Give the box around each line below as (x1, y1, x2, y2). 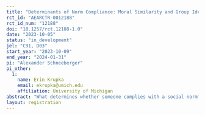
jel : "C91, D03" (6, 43, 48, 49)
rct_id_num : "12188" (6, 20, 59, 26)
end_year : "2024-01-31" (6, 54, 67, 60)
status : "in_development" (6, 37, 72, 43)
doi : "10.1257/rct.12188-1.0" (6, 26, 84, 32)
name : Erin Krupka (17, 77, 64, 83)
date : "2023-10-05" (6, 32, 56, 38)
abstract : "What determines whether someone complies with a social (6, 94, 184, 100)
